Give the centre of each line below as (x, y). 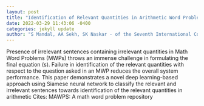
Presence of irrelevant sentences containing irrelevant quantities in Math (97, 51)
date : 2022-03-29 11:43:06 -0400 (49, 23)
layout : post (23, 12)
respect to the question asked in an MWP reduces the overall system (92, 71)
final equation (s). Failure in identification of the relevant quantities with (95, 65)
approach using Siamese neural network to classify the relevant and (91, 84)
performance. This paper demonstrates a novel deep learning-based (92, 78)
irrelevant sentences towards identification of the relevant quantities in (94, 90)
